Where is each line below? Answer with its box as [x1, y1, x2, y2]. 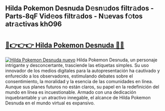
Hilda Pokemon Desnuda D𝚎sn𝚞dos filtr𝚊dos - [5, 4, 154, 13]
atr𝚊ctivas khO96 [5, 20, 62, 28]
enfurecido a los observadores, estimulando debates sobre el [5, 73, 133, 79]
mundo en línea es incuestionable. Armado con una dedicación [5, 89, 136, 95]
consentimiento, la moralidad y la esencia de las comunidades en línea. [5, 79, 153, 84]
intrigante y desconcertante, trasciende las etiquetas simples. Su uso [5, 62, 149, 68]
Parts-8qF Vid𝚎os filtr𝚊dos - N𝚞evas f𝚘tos [5, 12, 143, 21]
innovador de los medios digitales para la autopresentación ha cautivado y [5, 68, 160, 73]
